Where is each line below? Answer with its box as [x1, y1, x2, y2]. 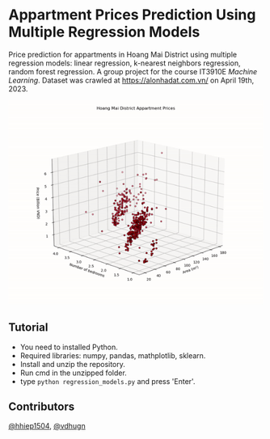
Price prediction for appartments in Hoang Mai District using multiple [8, 49, 237, 59]
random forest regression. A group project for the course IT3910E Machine [8, 66, 258, 76]
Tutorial [8, 321, 49, 335]
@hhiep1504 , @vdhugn [8, 421, 86, 431]
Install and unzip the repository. [19, 359, 125, 369]
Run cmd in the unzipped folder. [19, 368, 127, 378]
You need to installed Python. [19, 342, 119, 352]
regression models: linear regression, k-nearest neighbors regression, [8, 58, 241, 68]
